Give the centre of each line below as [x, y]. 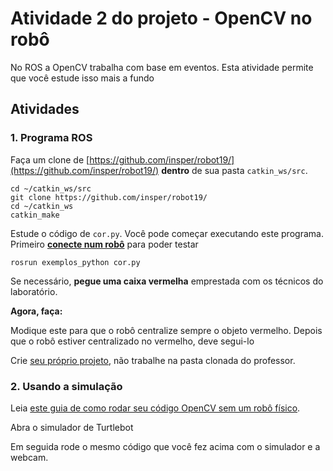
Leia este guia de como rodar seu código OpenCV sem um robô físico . [155, 408]
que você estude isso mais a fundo [82, 78]
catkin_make [35, 215]
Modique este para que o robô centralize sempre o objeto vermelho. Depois [166, 330]
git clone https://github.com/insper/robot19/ [109, 197]
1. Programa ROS [51, 138]
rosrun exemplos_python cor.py [75, 262]
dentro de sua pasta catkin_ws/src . [234, 170]
